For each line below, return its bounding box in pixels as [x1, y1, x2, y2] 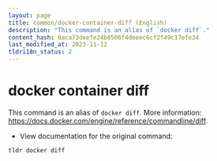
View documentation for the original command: [19, 131, 173, 141]
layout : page [8, 11, 51, 20]
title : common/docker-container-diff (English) [8, 19, 168, 27]
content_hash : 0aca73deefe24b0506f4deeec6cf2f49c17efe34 [8, 33, 200, 42]
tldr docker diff [8, 146, 65, 154]
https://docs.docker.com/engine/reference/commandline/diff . [8, 115, 208, 126]
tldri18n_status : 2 [8, 48, 73, 56]
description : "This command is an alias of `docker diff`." [8, 26, 211, 34]
